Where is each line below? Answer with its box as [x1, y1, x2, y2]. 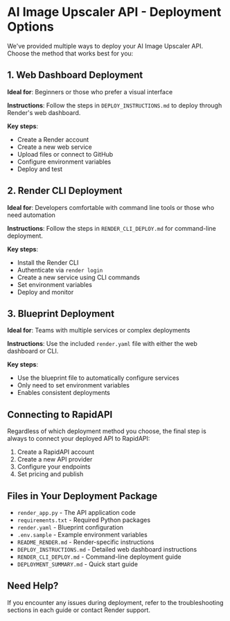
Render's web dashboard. [7, 108, 81, 116]
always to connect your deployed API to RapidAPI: [7, 435, 150, 443]
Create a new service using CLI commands [17, 273, 141, 281]
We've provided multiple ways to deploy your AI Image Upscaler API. [7, 42, 203, 50]
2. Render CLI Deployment [7, 185, 123, 197]
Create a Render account [17, 135, 89, 143]
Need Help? [7, 580, 59, 592]
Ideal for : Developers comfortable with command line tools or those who [7, 203, 215, 211]
